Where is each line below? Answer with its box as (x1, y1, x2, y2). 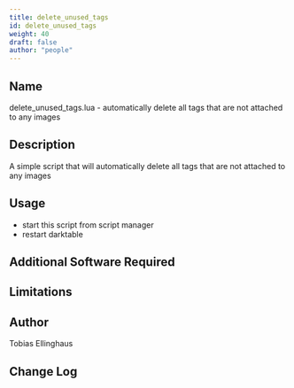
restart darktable (21, 229, 84, 239)
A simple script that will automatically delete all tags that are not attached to (9, 160, 286, 171)
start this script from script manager (21, 219, 154, 230)
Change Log (9, 364, 78, 379)
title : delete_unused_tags (9, 12, 109, 22)
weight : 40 (9, 29, 50, 38)
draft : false (9, 37, 58, 47)
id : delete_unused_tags (9, 21, 97, 30)
